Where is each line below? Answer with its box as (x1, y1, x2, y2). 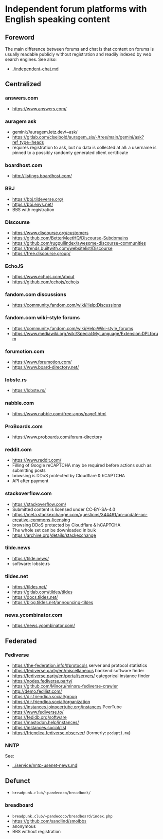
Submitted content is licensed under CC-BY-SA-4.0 (12, 506, 116, 512)
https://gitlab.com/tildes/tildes (12, 589, 73, 595)
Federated (5, 637, 37, 645)
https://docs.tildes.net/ (12, 594, 58, 600)
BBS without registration (12, 828, 61, 834)
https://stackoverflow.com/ (12, 501, 67, 507)
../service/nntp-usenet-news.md (12, 762, 78, 768)
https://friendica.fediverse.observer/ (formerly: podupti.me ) (12, 730, 131, 736)
